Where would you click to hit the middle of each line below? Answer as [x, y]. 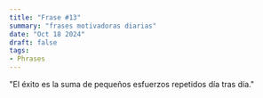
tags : [19, 51]
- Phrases [28, 59]
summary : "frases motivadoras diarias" [83, 26]
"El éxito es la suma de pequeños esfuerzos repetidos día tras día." [132, 84]
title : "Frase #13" [45, 17]
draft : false [33, 42]
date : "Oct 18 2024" [48, 34]
